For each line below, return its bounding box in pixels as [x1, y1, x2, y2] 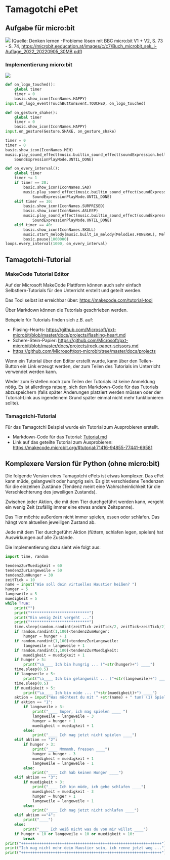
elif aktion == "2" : [14, 738, 58, 743]
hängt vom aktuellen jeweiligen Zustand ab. [5, 519, 96, 525]
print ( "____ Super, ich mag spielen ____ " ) [32, 709, 128, 714]
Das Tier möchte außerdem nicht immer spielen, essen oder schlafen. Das [5, 514, 160, 520]
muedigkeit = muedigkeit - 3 [32, 789, 94, 794]
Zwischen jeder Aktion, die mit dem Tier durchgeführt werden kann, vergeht [5, 499, 164, 505]
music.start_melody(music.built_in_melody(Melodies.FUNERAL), [23, 232, 157, 237]
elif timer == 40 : [14, 222, 53, 227]
